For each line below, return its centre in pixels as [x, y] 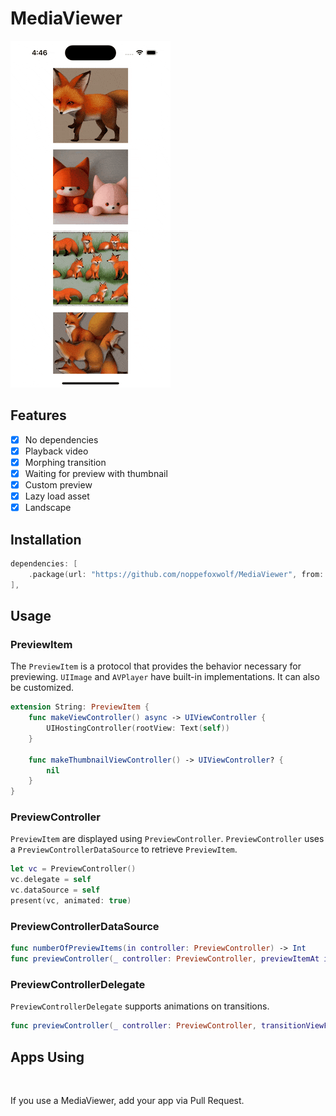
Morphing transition [65, 462]
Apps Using [47, 1057]
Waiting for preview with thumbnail [96, 473]
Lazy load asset [57, 496]
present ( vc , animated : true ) [71, 901]
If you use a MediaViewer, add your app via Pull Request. [127, 1101]
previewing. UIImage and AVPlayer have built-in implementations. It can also [165, 677]
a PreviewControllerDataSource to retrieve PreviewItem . [124, 849]
